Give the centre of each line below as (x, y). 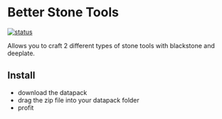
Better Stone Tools (63, 12)
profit (26, 108)
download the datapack (52, 92)
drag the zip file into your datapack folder (79, 100)
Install (21, 75)
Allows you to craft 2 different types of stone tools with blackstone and (111, 45)
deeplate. (21, 53)
